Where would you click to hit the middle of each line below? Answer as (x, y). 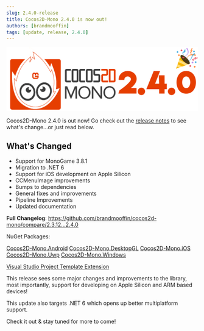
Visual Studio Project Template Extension (58, 266)
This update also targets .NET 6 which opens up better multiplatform (92, 303)
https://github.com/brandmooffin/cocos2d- (102, 218)
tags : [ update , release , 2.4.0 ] (47, 32)
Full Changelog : (26, 218)
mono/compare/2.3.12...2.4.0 (43, 224)
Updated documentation (46, 206)
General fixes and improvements (56, 193)
